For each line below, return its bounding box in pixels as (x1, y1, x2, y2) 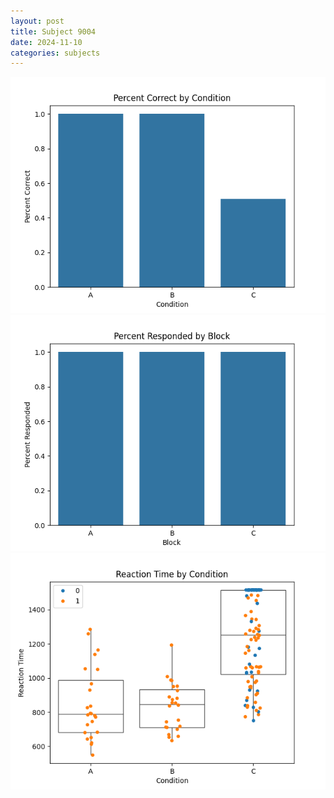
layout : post (10, 16, 65, 26)
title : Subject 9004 (10, 26, 97, 37)
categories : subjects (10, 48, 101, 58)
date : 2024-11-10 (10, 37, 83, 47)
